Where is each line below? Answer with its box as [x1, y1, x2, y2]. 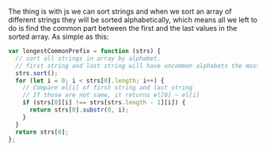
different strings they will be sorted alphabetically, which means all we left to [8, 15, 258, 25]
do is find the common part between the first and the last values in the [8, 24, 237, 32]
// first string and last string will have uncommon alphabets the [15, 62, 243, 70]
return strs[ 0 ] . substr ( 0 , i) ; [28, 106, 129, 114]
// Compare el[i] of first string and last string [22, 84, 193, 92]
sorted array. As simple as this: [8, 32, 109, 41]
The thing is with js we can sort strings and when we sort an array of [8, 7, 232, 16]
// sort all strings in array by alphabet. [15, 55, 161, 62]
